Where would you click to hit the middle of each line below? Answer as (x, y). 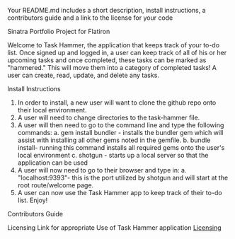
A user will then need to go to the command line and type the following (121, 125)
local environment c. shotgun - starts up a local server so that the (113, 155)
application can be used (53, 163)
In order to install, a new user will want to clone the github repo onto (117, 103)
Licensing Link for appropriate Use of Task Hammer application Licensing (114, 228)
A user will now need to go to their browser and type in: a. (102, 170)
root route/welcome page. (56, 185)
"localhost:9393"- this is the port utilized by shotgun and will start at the (123, 177)
